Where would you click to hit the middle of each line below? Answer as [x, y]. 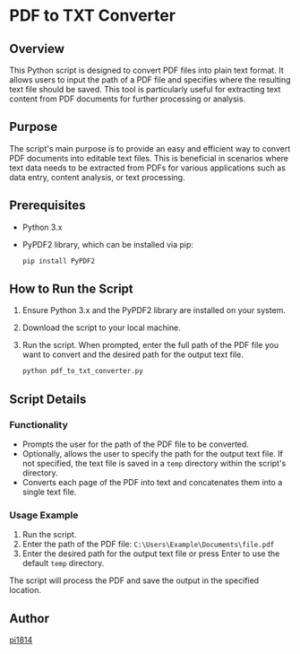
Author [29, 619]
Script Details [48, 399]
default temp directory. [63, 563]
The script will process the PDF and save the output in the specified [134, 580]
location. [26, 590]
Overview [37, 49]
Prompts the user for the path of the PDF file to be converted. [135, 444]
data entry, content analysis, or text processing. [97, 177]
